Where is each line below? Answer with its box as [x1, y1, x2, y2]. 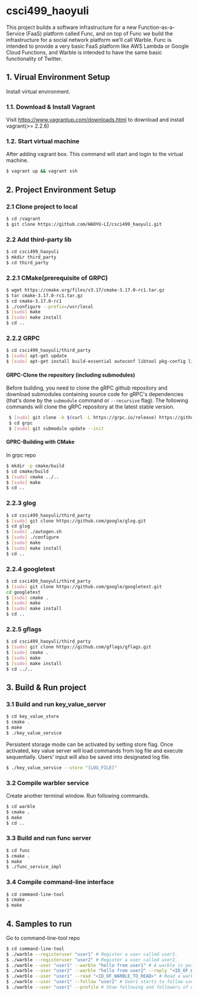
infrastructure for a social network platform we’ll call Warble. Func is [6, 36, 172, 43]
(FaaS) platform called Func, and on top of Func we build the [25, 30, 173, 37]
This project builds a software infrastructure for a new [6, 24, 137, 31]
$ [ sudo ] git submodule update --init [8, 426, 104, 432]
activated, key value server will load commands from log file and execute [6, 747, 183, 754]
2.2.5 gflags [6, 625, 42, 633]
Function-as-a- [138, 24, 175, 31]
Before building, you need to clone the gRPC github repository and [6, 384, 168, 391]
